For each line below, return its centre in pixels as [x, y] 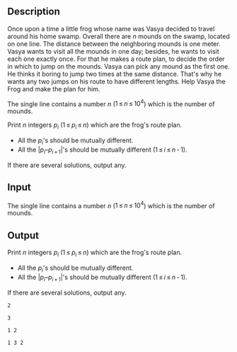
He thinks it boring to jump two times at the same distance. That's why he [115, 74]
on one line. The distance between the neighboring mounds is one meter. [114, 44]
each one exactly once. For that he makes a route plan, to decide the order [116, 59]
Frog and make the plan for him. [54, 89]
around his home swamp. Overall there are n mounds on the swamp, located [118, 36]
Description [34, 12]
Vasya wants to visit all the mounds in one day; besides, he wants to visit [113, 51]
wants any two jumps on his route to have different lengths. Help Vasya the [116, 81]
